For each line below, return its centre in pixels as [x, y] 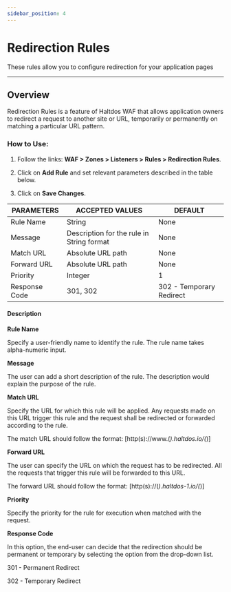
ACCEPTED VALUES [109, 210]
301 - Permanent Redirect [44, 567]
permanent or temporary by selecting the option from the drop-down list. [110, 554]
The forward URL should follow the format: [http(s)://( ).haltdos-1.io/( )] [106, 486]
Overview [29, 95]
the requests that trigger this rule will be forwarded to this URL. [96, 473]
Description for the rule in [108, 233]
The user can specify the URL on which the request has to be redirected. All [114, 465]
